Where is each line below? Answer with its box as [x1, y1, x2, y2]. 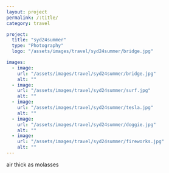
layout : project [6, 9, 47, 15]
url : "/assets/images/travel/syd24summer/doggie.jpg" [17, 121, 156, 128]
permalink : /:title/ [6, 15, 59, 21]
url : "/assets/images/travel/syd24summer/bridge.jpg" [17, 71, 156, 77]
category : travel [6, 20, 50, 26]
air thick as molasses [6, 161, 59, 168]
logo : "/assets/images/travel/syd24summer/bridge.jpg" [12, 48, 154, 55]
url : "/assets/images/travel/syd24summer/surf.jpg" [17, 88, 151, 94]
